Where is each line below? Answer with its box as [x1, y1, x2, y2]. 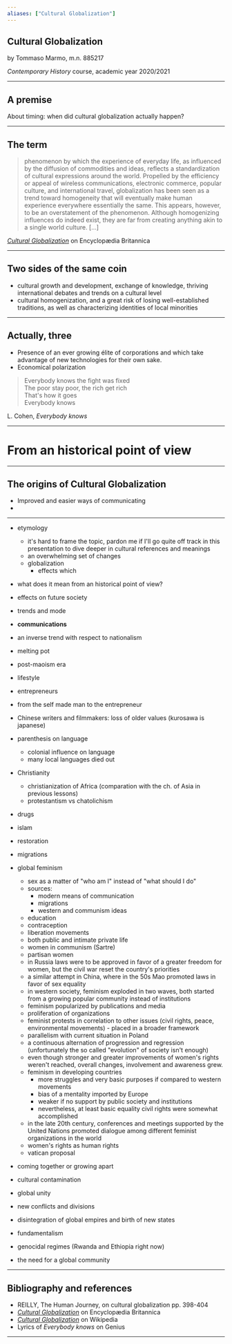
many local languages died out [27, 755, 115, 764]
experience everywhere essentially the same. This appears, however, [23, 201, 222, 209]
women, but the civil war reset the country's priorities [27, 965, 180, 974]
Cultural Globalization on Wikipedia [17, 1316, 119, 1324]
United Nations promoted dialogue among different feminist [27, 1127, 197, 1135]
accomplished [37, 1112, 78, 1120]
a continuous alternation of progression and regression [27, 1039, 184, 1047]
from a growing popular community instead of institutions [27, 994, 191, 1003]
